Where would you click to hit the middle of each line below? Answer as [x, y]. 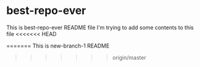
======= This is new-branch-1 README [58, 46]
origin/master [129, 57]
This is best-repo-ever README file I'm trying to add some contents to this [100, 27]
